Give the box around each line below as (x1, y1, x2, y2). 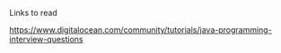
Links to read (9, 8, 58, 18)
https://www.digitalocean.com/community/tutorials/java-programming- (9, 25, 272, 34)
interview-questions (9, 34, 83, 44)
